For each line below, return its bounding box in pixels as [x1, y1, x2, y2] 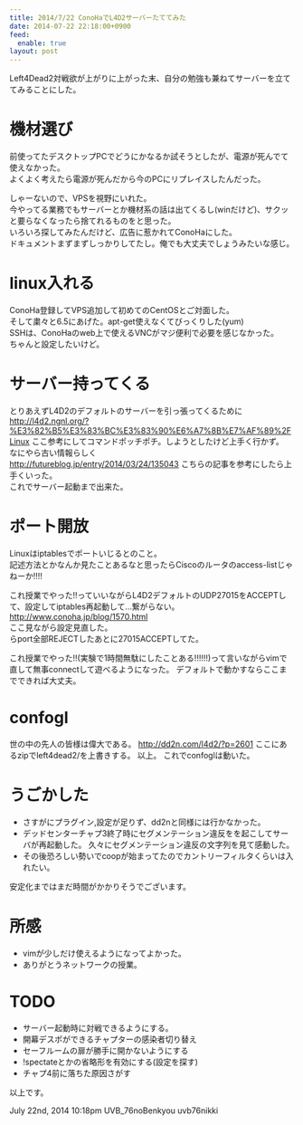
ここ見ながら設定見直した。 [9, 622, 113, 633]
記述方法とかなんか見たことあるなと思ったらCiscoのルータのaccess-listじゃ [9, 558, 294, 570]
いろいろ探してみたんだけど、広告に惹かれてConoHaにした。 [9, 227, 238, 238]
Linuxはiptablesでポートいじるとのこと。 [9, 548, 163, 558]
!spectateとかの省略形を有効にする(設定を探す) [22, 1056, 199, 1067]
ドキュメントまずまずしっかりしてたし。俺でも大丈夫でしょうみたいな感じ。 [9, 238, 295, 249]
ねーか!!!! [9, 570, 43, 581]
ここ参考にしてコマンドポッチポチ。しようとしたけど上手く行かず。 [31, 435, 284, 446]
